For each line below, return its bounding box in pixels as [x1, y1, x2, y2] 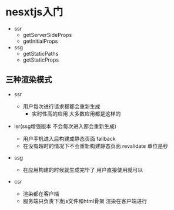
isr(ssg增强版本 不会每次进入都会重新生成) [14, 123, 117, 130]
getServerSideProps [22, 31, 72, 38]
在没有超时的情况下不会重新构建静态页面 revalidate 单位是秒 [22, 142, 168, 150]
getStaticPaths [22, 50, 59, 57]
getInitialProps [22, 38, 58, 45]
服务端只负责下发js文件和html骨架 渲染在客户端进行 [22, 197, 148, 204]
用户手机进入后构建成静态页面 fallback [22, 135, 116, 142]
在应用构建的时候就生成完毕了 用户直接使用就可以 [22, 166, 143, 173]
